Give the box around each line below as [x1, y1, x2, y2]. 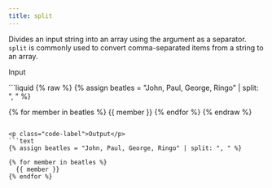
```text [8, 137, 35, 145]
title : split [8, 11, 53, 20]
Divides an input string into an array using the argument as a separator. [8, 34, 247, 44]
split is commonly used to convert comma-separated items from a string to [8, 42, 264, 53]
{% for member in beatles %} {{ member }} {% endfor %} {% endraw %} [8, 107, 252, 117]
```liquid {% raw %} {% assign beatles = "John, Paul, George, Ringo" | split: [8, 83, 259, 92]
